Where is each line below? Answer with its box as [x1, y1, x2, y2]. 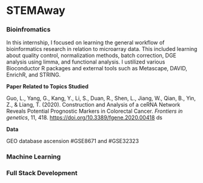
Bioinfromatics [6, 25, 51, 34]
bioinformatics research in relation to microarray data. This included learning [6, 45, 198, 53]
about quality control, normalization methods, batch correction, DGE [6, 52, 177, 59]
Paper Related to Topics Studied [6, 83, 89, 90]
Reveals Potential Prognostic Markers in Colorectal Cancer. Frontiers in [6, 107, 183, 115]
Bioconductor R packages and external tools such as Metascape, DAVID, [6, 65, 188, 72]
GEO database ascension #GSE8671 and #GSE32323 [6, 138, 139, 145]
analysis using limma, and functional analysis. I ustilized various [6, 58, 165, 65]
